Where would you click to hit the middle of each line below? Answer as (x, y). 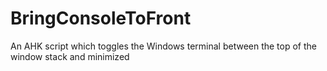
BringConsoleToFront (101, 18)
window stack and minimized (70, 56)
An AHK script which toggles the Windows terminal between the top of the (163, 46)
